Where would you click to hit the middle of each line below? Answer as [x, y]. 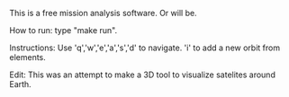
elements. [28, 57]
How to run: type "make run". [63, 30]
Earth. [20, 84]
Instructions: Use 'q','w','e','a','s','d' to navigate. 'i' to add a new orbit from [145, 48]
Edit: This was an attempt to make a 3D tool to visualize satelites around [143, 75]
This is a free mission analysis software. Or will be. [103, 13]
